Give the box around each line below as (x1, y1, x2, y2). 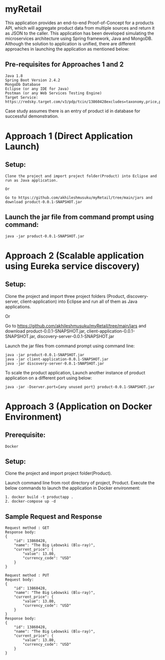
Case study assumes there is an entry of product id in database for (5, 108, 141, 114)
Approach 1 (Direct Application (5, 130, 133, 142)
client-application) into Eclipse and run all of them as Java (20, 298, 137, 304)
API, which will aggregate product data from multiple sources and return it (5, 25, 155, 31)
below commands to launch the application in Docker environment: (5, 485, 141, 491)
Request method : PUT (5, 573, 50, 578)
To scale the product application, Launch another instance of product (5, 369, 146, 375)
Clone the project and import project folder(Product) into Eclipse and (5, 174, 157, 179)
